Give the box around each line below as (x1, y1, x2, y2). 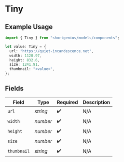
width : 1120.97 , (9, 53, 42, 58)
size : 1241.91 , (9, 62, 40, 67)
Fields (5, 85, 24, 93)
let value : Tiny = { (5, 44, 47, 49)
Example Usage (5, 23, 53, 31)
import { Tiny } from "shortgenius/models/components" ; (5, 35, 120, 40)
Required (56, 99, 78, 105)
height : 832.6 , (9, 58, 40, 62)
